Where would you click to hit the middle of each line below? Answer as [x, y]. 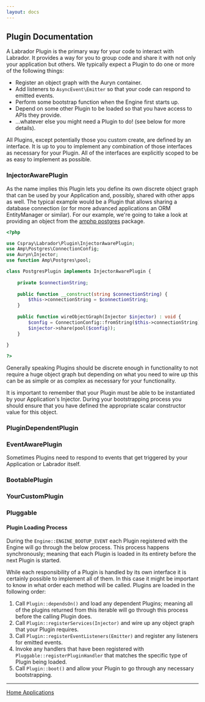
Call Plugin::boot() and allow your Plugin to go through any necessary [104, 668]
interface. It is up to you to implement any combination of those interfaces [99, 147]
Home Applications [30, 693]
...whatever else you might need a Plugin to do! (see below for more [100, 122]
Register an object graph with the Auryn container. [78, 82]
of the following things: [35, 71]
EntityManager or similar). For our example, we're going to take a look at [97, 214]
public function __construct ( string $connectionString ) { [92, 294]
